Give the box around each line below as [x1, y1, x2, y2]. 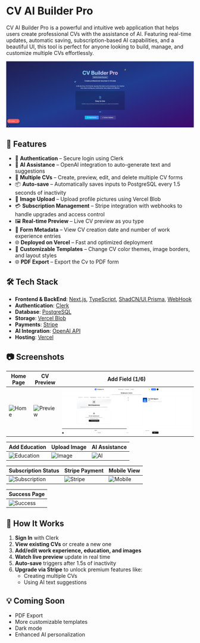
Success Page [8, 491, 45, 498]
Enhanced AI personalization [14, 630, 85, 638]
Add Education [8, 443, 46, 451]
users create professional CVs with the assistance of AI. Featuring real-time [6, 30, 192, 37]
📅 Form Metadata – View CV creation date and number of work [14, 226, 170, 234]
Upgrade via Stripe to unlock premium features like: [14, 566, 143, 573]
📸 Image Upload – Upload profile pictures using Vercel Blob [14, 195, 161, 203]
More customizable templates [14, 618, 88, 625]
